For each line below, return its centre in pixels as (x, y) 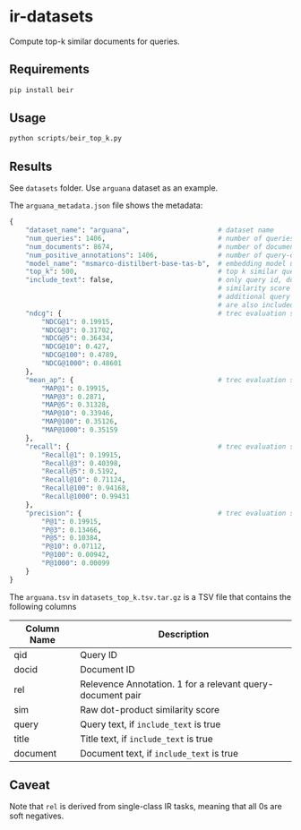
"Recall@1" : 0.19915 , (82, 455)
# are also (238, 305)
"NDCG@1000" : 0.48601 (82, 364)
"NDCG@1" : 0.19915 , (78, 321)
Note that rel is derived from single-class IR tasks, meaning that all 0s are (146, 807)
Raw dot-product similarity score (150, 709)
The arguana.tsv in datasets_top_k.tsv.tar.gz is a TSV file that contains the (150, 596)
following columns (43, 606)
